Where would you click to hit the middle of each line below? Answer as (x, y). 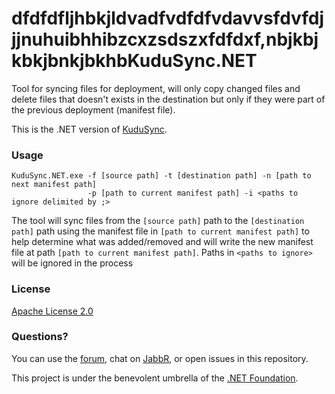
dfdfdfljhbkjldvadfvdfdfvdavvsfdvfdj (168, 18)
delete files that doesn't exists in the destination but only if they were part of (168, 99)
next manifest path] (54, 185)
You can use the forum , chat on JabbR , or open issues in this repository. (160, 358)
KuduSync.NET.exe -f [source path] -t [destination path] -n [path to (161, 176)
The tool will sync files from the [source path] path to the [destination (158, 221)
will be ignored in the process (72, 263)
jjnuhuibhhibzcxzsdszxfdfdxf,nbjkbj (165, 39)
